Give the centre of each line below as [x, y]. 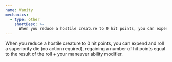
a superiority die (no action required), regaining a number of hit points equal [85, 49]
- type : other [25, 19]
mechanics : [17, 15]
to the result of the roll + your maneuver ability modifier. [64, 54]
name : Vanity [19, 10]
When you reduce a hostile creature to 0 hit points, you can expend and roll [85, 43]
